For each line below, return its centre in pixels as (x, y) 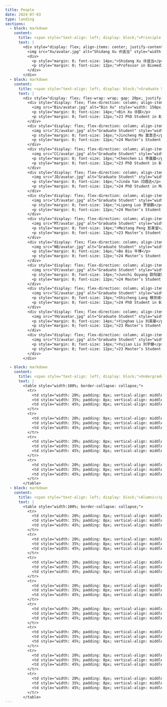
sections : (15, 24)
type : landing (20, 19)
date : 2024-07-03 (23, 14)
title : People (20, 10)
